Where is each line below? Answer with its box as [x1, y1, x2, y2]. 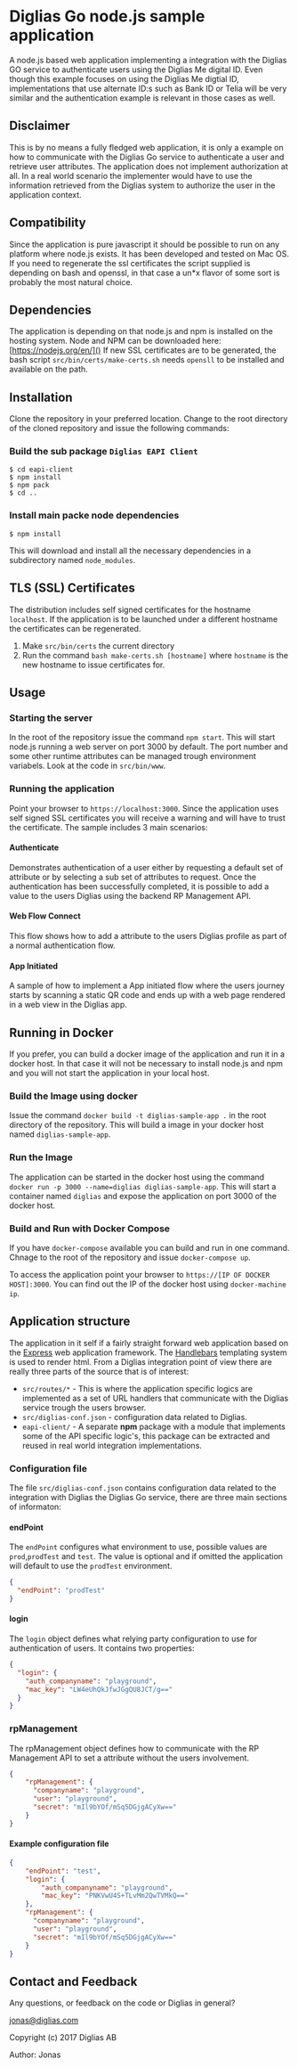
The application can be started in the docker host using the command [9, 1172, 265, 1182]
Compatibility [9, 216, 86, 231]
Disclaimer [9, 118, 70, 134]
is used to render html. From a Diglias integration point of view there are [9, 1356, 273, 1367]
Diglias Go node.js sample [9, 6, 205, 27]
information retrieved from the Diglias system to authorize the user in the [9, 180, 276, 191]
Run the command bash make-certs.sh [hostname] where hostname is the [21, 650, 289, 660]
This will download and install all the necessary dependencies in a [9, 545, 252, 556]
